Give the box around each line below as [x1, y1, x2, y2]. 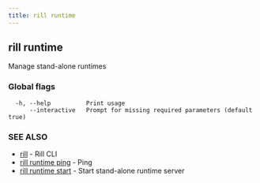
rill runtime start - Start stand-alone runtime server [19, 166, 185, 176]
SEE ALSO [8, 131, 48, 142]
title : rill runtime [8, 11, 77, 20]
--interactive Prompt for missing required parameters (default [28, 106, 253, 114]
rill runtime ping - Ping [19, 158, 92, 167]
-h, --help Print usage [15, 99, 126, 107]
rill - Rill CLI [19, 149, 58, 159]
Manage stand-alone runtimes [8, 62, 107, 71]
